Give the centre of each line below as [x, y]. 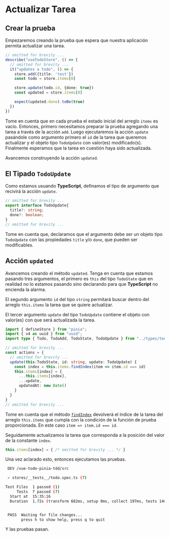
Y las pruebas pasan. [27, 529]
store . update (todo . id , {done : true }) [54, 88]
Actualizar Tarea [41, 9]
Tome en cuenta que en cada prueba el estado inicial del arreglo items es [82, 121]
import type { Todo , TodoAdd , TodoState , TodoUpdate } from [70, 339]
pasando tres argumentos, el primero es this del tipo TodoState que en [79, 279]
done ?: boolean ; [27, 215]
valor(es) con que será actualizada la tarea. [50, 320]
